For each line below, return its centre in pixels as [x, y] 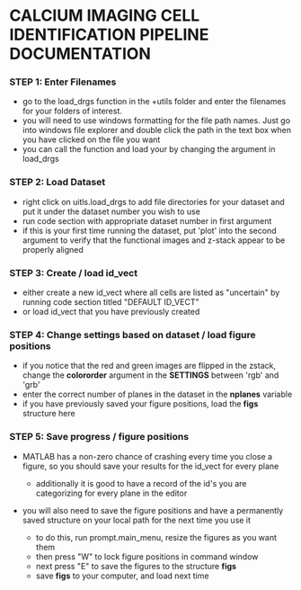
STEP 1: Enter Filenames [63, 82]
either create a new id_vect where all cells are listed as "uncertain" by [151, 292]
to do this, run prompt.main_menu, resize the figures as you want [156, 537]
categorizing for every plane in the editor [111, 493]
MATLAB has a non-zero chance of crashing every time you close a [147, 456]
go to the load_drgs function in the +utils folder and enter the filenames [154, 102]
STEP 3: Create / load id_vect [73, 273]
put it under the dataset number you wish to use [111, 211]
